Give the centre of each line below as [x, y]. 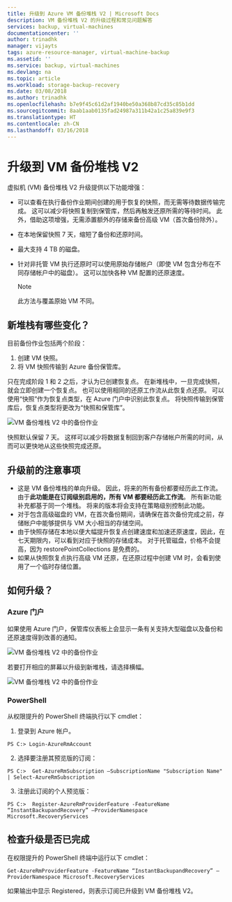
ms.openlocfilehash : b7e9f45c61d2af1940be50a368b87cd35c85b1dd [101, 104]
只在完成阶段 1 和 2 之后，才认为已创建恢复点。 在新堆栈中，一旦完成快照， [115, 382]
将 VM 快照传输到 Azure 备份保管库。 [71, 367]
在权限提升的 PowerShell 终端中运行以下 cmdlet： [78, 857]
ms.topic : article [34, 78]
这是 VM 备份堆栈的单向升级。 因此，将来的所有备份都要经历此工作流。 [119, 488]
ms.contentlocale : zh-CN [43, 124]
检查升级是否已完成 [48, 840]
